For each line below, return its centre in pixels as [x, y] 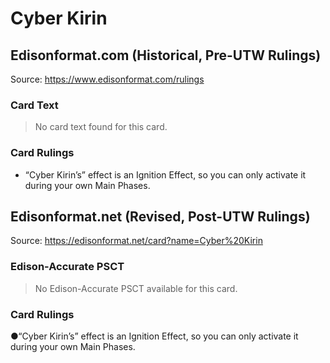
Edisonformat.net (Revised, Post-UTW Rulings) [160, 216]
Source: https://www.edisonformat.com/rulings [107, 79]
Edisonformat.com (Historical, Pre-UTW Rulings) [166, 55]
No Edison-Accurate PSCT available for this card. [136, 288]
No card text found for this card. [101, 127]
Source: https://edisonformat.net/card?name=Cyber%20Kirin [136, 241]
